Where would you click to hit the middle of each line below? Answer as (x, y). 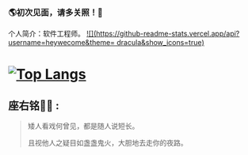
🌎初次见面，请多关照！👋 (55, 12)
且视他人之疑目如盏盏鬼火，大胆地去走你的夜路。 (107, 143)
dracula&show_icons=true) (160, 43)
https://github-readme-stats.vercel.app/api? (168, 34)
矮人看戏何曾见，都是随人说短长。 (83, 126)
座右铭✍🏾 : (34, 106)
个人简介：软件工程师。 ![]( (52, 34)
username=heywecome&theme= (62, 43)
